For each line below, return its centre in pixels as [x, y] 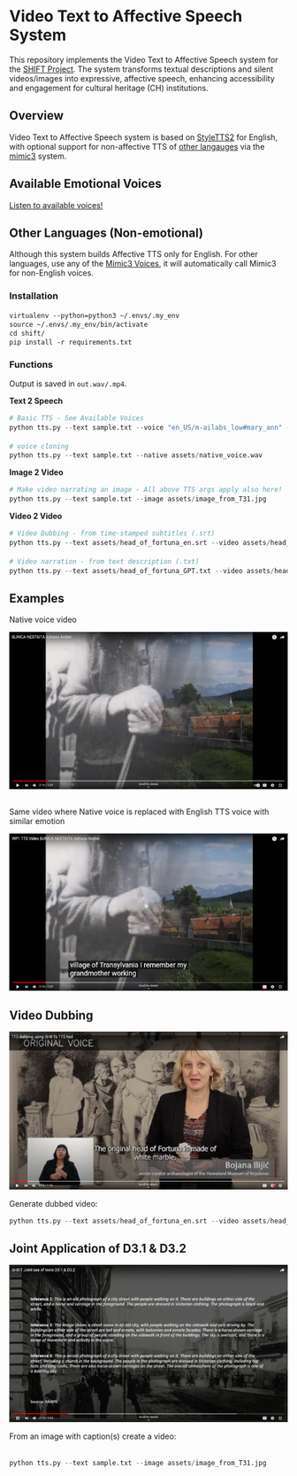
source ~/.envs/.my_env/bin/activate [79, 324]
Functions [31, 364]
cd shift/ [27, 333]
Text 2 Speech [36, 400]
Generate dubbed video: [53, 1203]
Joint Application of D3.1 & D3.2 [98, 1249]
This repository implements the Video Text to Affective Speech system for [144, 59]
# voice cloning [39, 446]
